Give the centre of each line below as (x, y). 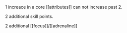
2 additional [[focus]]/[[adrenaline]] (41, 26)
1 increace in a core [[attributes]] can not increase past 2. (64, 7)
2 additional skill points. (29, 16)
